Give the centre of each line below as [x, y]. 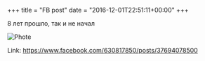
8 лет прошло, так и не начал [51, 23]
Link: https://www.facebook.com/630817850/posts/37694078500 [102, 50]
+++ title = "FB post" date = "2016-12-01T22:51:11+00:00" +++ [98, 10]
